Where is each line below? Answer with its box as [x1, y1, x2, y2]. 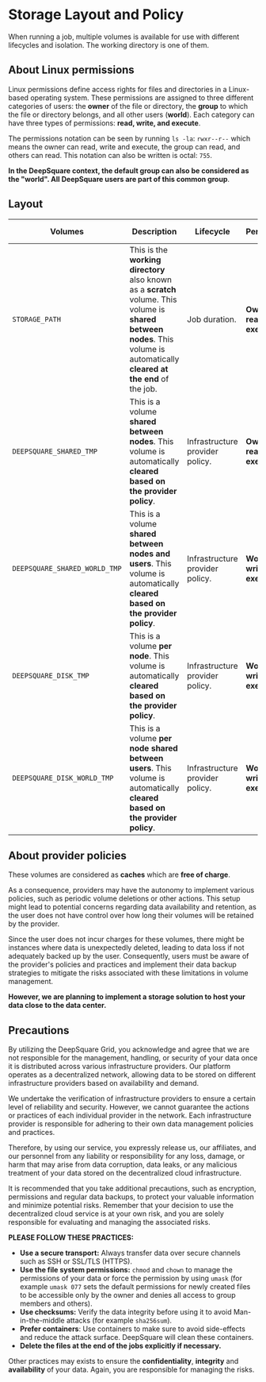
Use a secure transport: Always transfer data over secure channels [19, 1249, 241, 1258]
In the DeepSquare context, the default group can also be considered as [8, 165, 249, 176]
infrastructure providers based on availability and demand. [8, 1079, 199, 1088]
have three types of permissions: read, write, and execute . [8, 118, 201, 128]
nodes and [129, 548, 170, 559]
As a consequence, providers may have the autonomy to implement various [8, 886, 255, 895]
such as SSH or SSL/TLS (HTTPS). [19, 1257, 133, 1266]
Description [131, 226, 177, 237]
